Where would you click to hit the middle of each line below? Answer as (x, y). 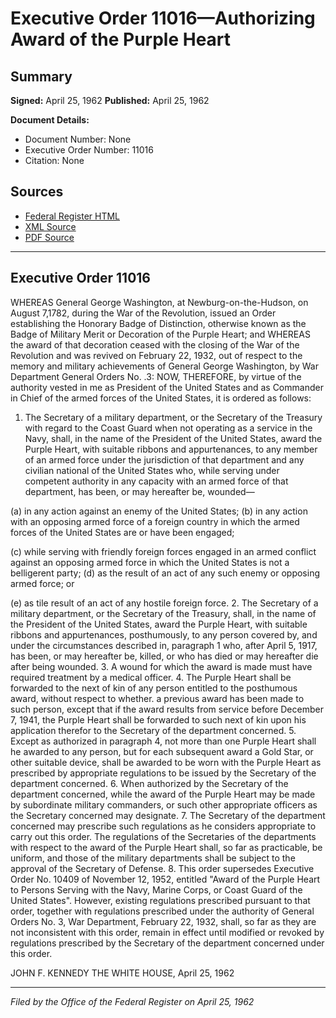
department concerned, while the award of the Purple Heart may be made (163, 794)
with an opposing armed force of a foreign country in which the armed (155, 521)
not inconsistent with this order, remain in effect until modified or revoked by (167, 932)
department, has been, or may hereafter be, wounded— (139, 491)
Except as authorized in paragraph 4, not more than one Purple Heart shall (163, 741)
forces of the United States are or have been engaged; (122, 532)
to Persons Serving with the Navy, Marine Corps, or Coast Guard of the (156, 889)
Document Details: (50, 120)
